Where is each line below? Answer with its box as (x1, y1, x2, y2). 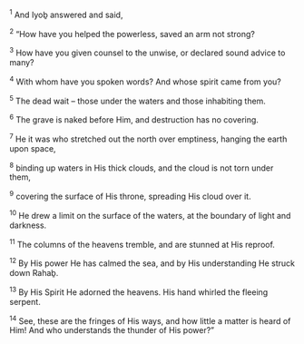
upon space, (9, 143, 56, 153)
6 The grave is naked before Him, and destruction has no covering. (9, 113, 259, 125)
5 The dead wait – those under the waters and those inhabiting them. (9, 93, 266, 106)
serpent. (9, 296, 41, 307)
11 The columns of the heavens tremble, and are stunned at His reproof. (9, 237, 275, 250)
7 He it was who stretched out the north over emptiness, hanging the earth (9, 132, 288, 144)
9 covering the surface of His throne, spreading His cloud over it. (9, 190, 251, 201)
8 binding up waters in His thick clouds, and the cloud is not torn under (9, 161, 274, 173)
